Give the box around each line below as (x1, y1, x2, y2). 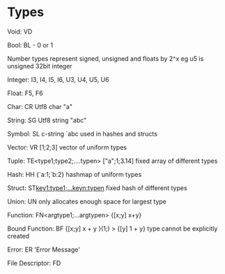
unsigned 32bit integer (7, 62, 72, 70)
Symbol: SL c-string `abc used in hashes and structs (7, 129, 158, 138)
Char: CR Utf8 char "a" (7, 102, 73, 110)
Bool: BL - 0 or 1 (7, 41, 54, 49)
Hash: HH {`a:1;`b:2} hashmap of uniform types (7, 170, 142, 178)
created (7, 231, 30, 240)
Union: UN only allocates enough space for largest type (7, 197, 167, 206)
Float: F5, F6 (7, 89, 43, 97)
